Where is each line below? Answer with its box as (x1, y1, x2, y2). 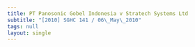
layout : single (7, 29, 52, 37)
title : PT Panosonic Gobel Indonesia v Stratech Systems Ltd (7, 10, 189, 17)
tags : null (7, 23, 39, 30)
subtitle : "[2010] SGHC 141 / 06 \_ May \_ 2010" (7, 17, 141, 23)
